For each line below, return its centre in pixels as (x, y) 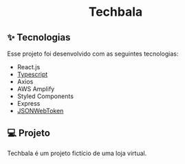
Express (29, 103)
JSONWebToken (40, 111)
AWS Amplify (36, 89)
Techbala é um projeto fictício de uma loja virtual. (77, 153)
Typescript (32, 74)
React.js (29, 67)
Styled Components (45, 96)
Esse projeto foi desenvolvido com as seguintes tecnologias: (93, 54)
